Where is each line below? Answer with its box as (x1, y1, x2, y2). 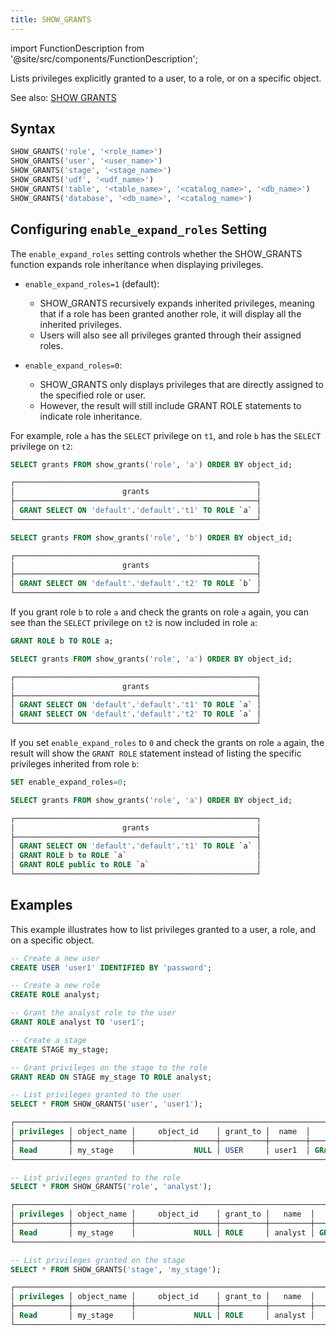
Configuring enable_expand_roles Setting (10, 221, 268, 238)
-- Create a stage (10, 1035, 87, 1045)
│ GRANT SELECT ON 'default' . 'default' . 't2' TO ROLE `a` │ (10, 709, 262, 720)
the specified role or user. (39, 389, 147, 401)
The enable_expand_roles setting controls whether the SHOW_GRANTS (10, 247, 303, 260)
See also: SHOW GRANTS (10, 91, 117, 103)
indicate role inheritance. (39, 410, 143, 422)
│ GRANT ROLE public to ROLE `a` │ (10, 860, 262, 870)
